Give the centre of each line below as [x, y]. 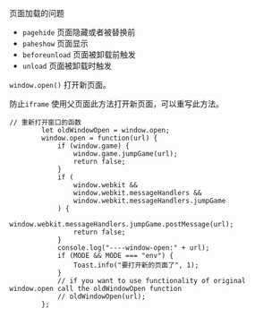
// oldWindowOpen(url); [101, 296]
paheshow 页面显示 [55, 43]
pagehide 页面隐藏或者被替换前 [79, 32]
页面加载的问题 [37, 13]
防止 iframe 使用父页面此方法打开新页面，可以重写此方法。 [116, 104]
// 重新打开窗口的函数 [46, 123]
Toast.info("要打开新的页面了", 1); [136, 265]
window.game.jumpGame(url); [125, 154]
